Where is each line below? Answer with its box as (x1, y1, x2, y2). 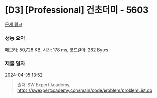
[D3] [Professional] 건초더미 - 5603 (5, 4, 149, 16)
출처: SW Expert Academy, (17, 81, 71, 88)
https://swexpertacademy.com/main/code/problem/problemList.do (17, 87, 153, 93)
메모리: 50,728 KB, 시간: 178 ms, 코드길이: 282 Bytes (5, 47, 109, 53)
